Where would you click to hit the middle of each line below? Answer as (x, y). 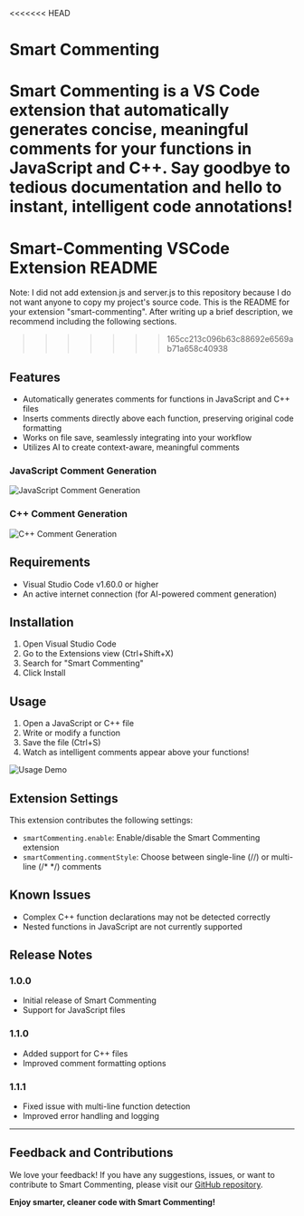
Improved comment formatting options (94, 1063)
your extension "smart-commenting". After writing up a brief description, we (152, 312)
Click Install (44, 673)
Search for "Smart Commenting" (83, 663)
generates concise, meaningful (129, 130)
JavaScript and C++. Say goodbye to (150, 168)
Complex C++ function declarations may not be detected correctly (147, 917)
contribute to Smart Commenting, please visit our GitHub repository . (136, 1184)
